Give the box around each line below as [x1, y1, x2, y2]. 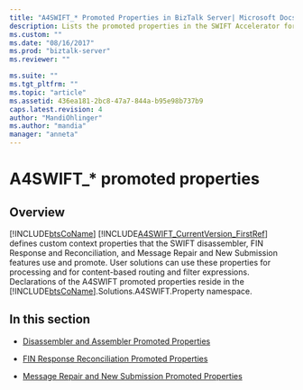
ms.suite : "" [9, 71, 59, 81]
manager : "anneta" [9, 130, 78, 140]
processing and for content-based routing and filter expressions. [9, 267, 250, 277]
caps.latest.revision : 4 [9, 104, 103, 113]
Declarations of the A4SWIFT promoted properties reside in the [9, 277, 245, 286]
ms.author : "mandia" [9, 122, 87, 131]
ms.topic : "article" [9, 87, 87, 97]
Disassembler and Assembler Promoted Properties [22, 335, 211, 347]
